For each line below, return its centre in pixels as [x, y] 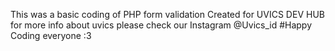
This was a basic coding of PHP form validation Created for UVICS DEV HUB [167, 14]
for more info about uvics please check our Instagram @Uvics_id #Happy [161, 25]
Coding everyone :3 [51, 35]
